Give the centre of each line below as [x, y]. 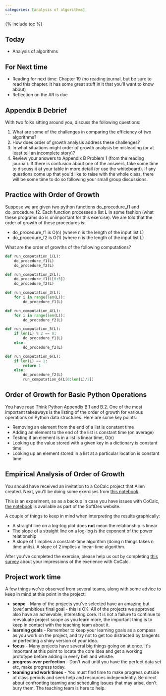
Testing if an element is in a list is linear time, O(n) [63, 438]
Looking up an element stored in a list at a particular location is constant [86, 453]
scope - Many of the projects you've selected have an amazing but [81, 604]
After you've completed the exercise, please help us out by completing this [82, 556]
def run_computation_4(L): [33, 311]
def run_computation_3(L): [33, 293]
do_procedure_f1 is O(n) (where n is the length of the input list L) [78, 232]
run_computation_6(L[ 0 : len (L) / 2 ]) [58, 380]
